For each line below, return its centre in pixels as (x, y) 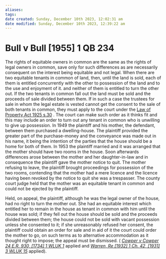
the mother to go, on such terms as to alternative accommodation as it (77, 235)
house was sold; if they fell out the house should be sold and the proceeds (81, 214)
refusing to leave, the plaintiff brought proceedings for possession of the (79, 168)
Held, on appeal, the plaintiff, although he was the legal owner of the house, (83, 198)
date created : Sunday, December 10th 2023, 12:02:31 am (64, 19)
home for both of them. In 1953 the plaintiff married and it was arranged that (83, 147)
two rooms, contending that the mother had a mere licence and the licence (81, 173)
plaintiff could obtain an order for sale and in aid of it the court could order (81, 230)
